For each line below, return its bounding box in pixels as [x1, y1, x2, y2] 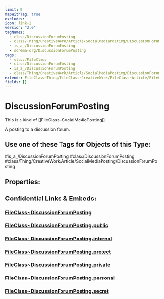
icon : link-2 [5, 20, 32, 26]
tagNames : [5, 30, 25, 35]
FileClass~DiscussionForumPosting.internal [5, 235, 112, 242]
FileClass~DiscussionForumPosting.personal [5, 274, 115, 281]
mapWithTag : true [5, 12, 41, 17]
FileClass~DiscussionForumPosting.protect [5, 248, 111, 255]
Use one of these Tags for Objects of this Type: [5, 140, 151, 149]
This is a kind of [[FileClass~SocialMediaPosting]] [5, 117, 105, 122]
